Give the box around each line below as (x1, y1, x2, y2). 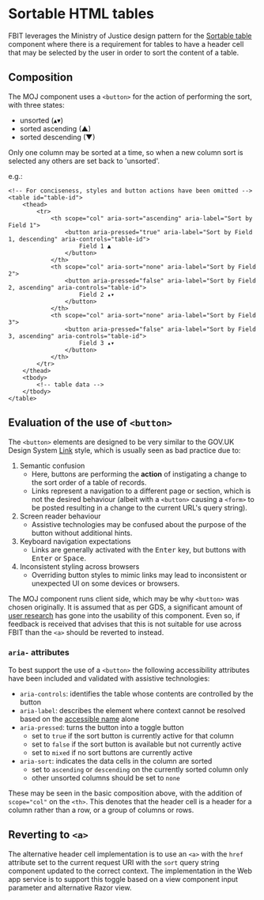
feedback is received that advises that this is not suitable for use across (8, 619, 243, 628)
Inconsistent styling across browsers (19, 561, 140, 571)
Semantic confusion (19, 461, 85, 470)
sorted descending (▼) (19, 132, 96, 142)
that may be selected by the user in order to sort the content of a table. (8, 47, 239, 57)
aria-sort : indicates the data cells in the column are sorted (19, 756, 213, 765)
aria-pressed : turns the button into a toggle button (19, 722, 184, 732)
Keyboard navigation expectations (19, 536, 131, 546)
